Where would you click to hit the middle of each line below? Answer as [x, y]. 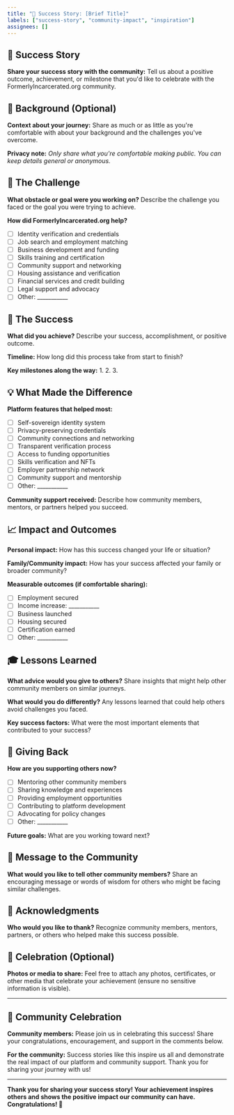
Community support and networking [69, 266]
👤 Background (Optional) [62, 108]
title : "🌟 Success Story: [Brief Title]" [68, 14]
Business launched [44, 613]
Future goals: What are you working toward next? [79, 835]
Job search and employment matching [72, 242]
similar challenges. [34, 889]
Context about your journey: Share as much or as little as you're [100, 125]
